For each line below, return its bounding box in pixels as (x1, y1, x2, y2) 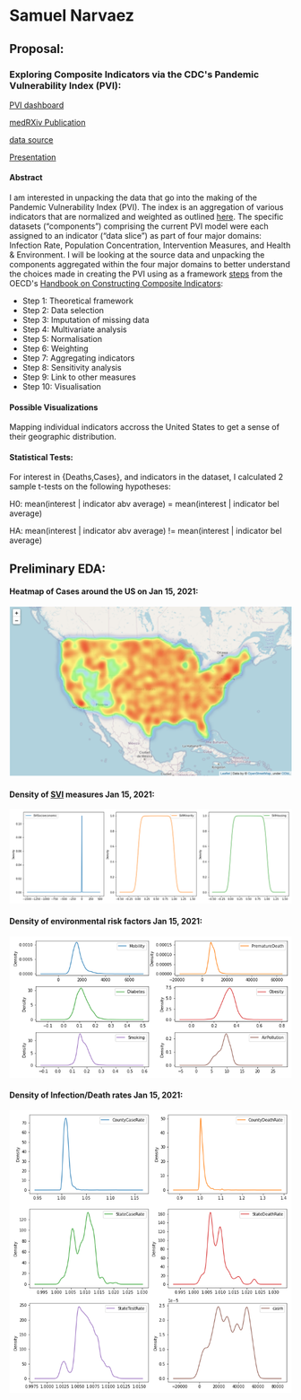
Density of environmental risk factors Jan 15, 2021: (9, 915, 203, 926)
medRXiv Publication (9, 117, 86, 127)
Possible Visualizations (9, 401, 99, 413)
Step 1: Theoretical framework (21, 295, 134, 306)
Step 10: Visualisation (21, 381, 101, 392)
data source (9, 134, 54, 144)
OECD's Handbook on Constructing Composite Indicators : (9, 278, 224, 289)
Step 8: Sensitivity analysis (21, 363, 123, 373)
